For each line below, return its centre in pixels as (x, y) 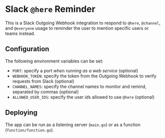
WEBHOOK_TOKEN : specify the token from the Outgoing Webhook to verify (84, 76)
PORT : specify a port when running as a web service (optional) (75, 70)
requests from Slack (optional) (43, 81)
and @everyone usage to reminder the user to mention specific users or (77, 28)
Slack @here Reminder (50, 9)
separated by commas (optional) (46, 92)
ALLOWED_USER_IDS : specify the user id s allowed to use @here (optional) (83, 97)
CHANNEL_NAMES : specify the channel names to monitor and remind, (79, 86)
